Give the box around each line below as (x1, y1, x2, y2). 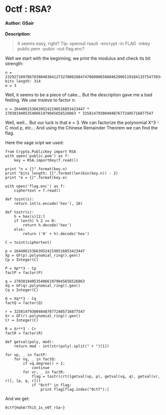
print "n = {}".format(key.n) (5, 166, 68, 171)
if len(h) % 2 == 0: (14, 218, 56, 223)
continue (31, 366, 50, 371)
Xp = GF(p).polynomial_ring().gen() (5, 253, 81, 258)
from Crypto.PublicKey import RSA (5, 149, 77, 154)
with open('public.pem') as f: (5, 154, 70, 159)
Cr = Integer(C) (5, 318, 39, 323)
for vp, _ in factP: (5, 352, 48, 358)
